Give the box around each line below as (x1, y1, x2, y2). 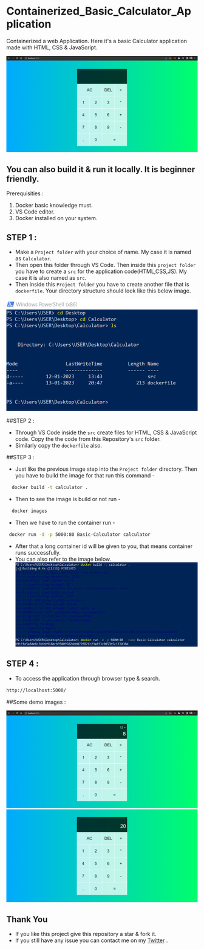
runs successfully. (15, 549, 61, 556)
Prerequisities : (6, 190, 44, 197)
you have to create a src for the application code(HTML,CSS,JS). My (15, 268, 187, 275)
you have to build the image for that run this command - (15, 471, 155, 479)
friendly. (6, 173, 39, 184)
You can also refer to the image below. (15, 555, 112, 563)
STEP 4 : (6, 659, 39, 669)
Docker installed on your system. (15, 215, 98, 222)
